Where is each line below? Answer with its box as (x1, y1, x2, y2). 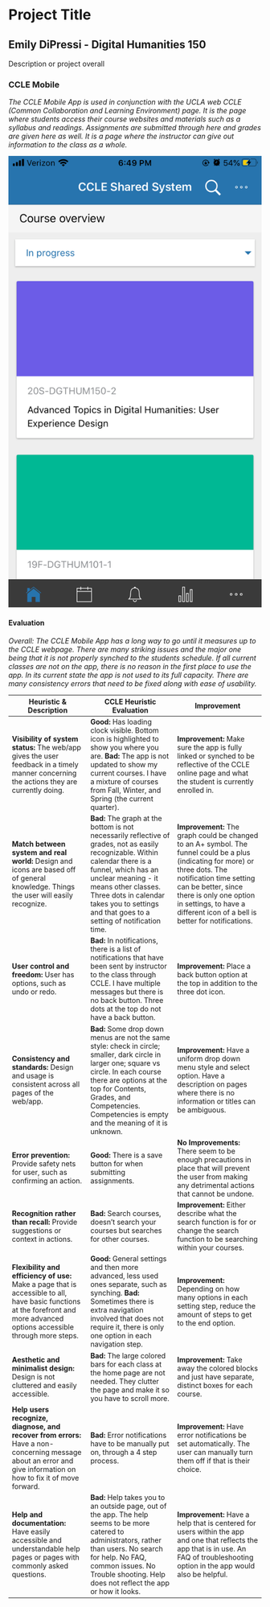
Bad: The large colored (90, 1350, 166, 1360)
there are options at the (90, 1075, 167, 1085)
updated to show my (90, 759, 158, 769)
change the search (177, 1226, 239, 1235)
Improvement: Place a (177, 961, 252, 971)
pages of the (11, 1088, 54, 1098)
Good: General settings (90, 1254, 167, 1264)
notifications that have (90, 953, 164, 963)
